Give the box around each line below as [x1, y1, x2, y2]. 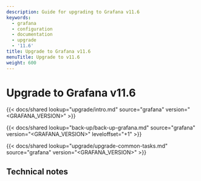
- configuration [12, 26, 53, 32]
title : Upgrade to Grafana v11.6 [6, 49, 91, 55]
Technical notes [6, 166, 69, 177]
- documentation [12, 32, 53, 38]
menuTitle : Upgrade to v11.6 [6, 54, 80, 60]
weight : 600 [6, 60, 36, 66]
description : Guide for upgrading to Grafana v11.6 [6, 9, 140, 15]
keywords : [6, 15, 32, 21]
